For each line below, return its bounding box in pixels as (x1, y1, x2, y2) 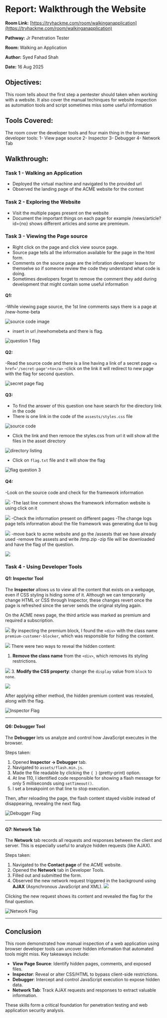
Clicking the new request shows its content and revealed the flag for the (5, 893, 153, 899)
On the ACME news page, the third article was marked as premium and (5, 612, 151, 618)
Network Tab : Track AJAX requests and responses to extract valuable (12, 987, 157, 993)
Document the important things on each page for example (12, 215, 131, 221)
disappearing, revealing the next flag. (5, 800, 82, 807)
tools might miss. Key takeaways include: (5, 951, 89, 957)
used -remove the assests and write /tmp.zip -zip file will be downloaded (5, 536, 155, 542)
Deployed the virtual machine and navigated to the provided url (12, 181, 142, 187)
